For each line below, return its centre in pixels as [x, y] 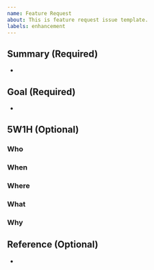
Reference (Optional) [53, 244]
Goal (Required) [41, 92]
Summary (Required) [52, 54]
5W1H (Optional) [43, 130]
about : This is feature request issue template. [78, 20]
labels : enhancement [37, 26]
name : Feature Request [39, 13]
